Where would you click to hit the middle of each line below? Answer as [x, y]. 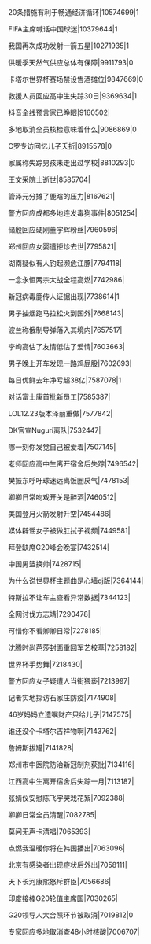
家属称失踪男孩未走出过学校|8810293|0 [72, 163]
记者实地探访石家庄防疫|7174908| [62, 698]
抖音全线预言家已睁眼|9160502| [59, 112]
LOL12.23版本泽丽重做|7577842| [61, 413]
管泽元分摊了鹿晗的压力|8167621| [62, 196]
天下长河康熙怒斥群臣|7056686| [60, 881]
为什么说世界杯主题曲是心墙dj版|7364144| [76, 581]
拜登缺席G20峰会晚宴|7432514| [59, 547]
